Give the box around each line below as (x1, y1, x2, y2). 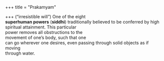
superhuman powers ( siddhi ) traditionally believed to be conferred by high (5, 19, 160, 25)
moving (5, 45, 21, 51)
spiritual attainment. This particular (5, 24, 77, 30)
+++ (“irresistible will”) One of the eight (5, 14, 86, 19)
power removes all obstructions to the (5, 30, 83, 35)
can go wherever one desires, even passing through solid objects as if (5, 40, 149, 46)
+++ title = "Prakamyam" (5, 4, 56, 10)
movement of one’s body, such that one (5, 34, 86, 40)
